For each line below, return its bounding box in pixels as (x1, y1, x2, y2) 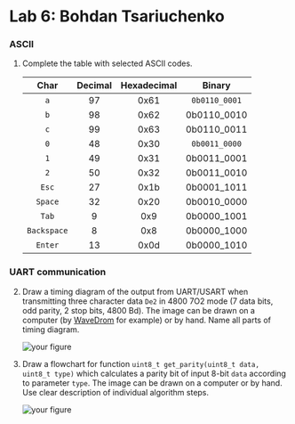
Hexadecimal (120, 79, 178, 92)
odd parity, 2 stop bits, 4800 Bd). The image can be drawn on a (21, 305, 256, 315)
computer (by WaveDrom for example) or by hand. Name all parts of (21, 314, 271, 325)
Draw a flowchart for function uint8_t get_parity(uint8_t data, (21, 358, 260, 369)
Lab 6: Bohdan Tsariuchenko (9, 6, 225, 27)
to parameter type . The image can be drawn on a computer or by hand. (21, 377, 283, 388)
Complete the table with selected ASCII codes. (21, 58, 193, 69)
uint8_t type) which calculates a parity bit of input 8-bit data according (21, 368, 287, 379)
